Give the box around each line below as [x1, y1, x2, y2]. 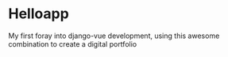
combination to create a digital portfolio [8, 39, 137, 48]
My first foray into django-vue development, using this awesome [8, 31, 220, 40]
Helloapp [8, 5, 69, 23]
